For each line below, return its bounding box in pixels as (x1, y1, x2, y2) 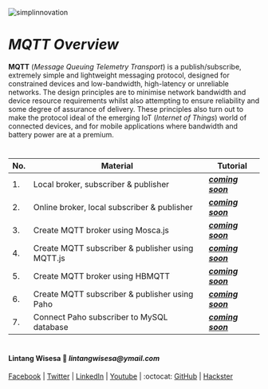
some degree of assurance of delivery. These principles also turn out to (8, 104, 244, 113)
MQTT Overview (8, 36, 120, 54)
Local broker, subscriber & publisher (33, 179, 170, 190)
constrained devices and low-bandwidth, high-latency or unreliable (8, 78, 229, 88)
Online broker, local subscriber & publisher (33, 202, 193, 213)
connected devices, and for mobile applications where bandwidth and (8, 121, 238, 131)
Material (100, 161, 134, 172)
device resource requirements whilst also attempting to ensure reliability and (8, 96, 260, 105)
